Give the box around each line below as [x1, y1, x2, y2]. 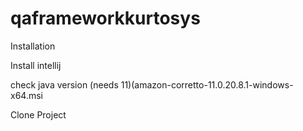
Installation [10, 40, 56, 52]
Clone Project [10, 108, 67, 121]
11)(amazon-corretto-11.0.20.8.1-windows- [120, 78, 294, 91]
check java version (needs [10, 78, 119, 91]
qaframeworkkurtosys [10, 7, 201, 30]
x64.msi [10, 89, 43, 101]
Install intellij [10, 59, 62, 71]
